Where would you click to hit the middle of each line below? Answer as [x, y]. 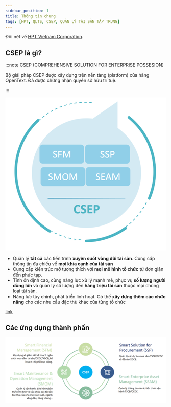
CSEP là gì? [24, 53]
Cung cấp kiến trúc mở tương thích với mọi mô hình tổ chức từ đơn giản [88, 269]
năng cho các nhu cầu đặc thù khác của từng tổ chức [69, 302]
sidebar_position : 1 [27, 11]
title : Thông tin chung [31, 16]
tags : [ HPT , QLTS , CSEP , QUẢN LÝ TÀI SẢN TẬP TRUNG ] [63, 21]
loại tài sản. [25, 291]
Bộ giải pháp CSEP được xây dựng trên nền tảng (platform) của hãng [77, 75]
